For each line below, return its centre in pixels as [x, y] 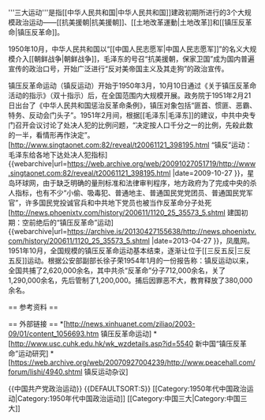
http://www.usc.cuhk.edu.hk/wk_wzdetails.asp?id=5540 [102, 344]
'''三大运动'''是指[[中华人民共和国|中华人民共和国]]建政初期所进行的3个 [123, 12]
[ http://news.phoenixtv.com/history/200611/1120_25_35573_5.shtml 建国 [125, 212]
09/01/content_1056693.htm [54, 334]
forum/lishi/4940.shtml [45, 372]
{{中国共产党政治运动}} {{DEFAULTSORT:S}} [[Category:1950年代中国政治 [127, 388]
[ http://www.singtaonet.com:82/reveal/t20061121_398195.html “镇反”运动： [130, 145]
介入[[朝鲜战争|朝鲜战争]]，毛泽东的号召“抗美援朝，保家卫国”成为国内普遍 [134, 59]
